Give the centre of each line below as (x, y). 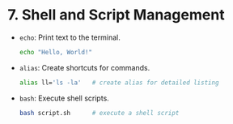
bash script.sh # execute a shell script (99, 113)
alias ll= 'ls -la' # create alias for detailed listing (119, 83)
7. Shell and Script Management (116, 15)
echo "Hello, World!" (55, 52)
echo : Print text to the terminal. (70, 37)
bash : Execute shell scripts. (64, 98)
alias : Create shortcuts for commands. (85, 67)
